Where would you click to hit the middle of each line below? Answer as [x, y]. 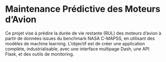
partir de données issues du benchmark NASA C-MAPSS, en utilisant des [80, 38]
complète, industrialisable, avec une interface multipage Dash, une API [77, 49]
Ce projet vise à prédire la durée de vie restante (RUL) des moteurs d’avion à [83, 33]
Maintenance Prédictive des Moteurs [83, 9]
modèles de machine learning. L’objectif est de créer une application [75, 43]
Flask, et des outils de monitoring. [40, 54]
